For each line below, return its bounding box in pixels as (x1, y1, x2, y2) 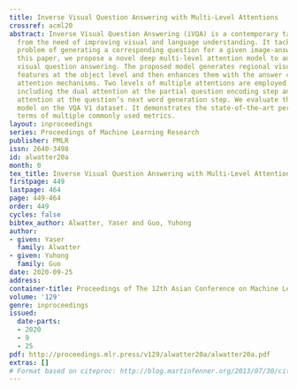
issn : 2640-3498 (9, 144, 69, 153)
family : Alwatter (17, 243, 81, 252)
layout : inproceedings (9, 120, 93, 129)
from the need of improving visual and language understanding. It (17, 37, 271, 47)
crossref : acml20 (9, 21, 73, 30)
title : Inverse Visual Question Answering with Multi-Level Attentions (9, 12, 278, 22)
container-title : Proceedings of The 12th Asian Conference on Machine (9, 284, 278, 293)
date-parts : (17, 317, 62, 326)
